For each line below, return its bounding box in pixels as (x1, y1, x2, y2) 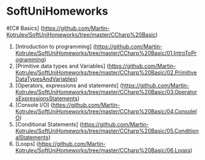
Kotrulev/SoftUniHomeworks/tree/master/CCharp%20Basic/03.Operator (15, 88, 198, 95)
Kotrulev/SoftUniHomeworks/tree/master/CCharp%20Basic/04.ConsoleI (15, 107, 197, 115)
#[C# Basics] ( (6, 24, 43, 32)
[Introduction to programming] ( (15, 43, 95, 50)
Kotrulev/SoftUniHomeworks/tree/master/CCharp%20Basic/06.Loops (15, 147, 191, 154)
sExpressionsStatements (15, 95, 78, 102)
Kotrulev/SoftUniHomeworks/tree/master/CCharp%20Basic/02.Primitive (15, 68, 197, 76)
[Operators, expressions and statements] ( (15, 81, 122, 89)
